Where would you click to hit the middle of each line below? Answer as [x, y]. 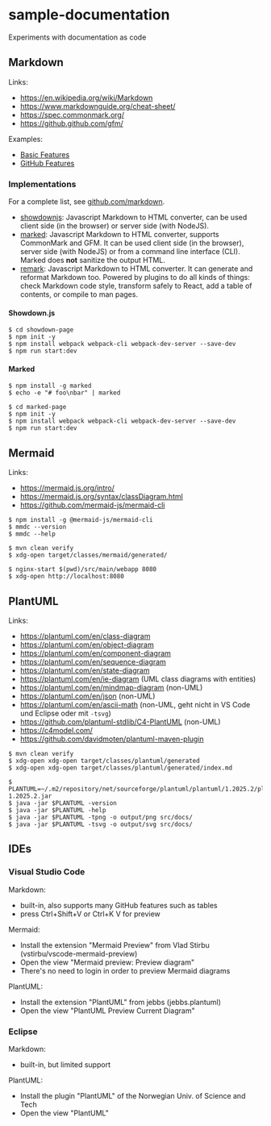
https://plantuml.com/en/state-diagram [85, 670]
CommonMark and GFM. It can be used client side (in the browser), [132, 243]
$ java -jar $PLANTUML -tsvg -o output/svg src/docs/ [101, 824]
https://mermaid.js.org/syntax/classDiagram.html [101, 497]
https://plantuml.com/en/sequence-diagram [93, 662]
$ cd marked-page [38, 407]
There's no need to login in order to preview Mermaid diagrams [125, 970]
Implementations [42, 184]
